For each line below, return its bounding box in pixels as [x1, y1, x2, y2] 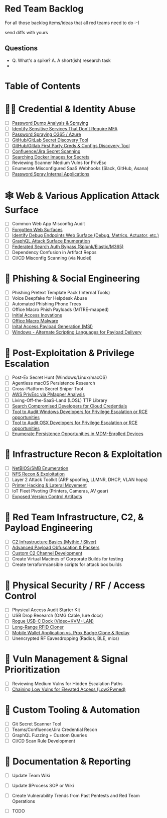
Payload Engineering [5, 522, 93, 534]
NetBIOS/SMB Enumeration [12, 465, 69, 471]
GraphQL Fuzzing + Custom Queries [12, 732, 87, 738]
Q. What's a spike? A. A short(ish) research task [12, 57, 111, 63]
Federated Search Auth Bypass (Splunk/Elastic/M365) [12, 243, 124, 250]
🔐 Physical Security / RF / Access [5, 580, 145, 591]
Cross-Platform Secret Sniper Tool [12, 386, 83, 392]
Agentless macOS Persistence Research [12, 380, 96, 386]
